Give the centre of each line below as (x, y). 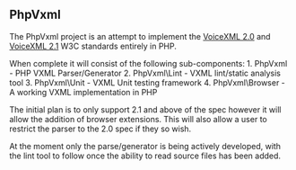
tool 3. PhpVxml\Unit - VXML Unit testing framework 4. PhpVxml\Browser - (147, 82)
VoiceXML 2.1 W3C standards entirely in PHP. (93, 46)
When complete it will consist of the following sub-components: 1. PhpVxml (148, 63)
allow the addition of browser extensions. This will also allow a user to (138, 119)
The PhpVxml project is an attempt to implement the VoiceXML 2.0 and (140, 36)
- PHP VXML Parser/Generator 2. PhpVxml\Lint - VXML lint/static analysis (145, 73)
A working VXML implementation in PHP (83, 92)
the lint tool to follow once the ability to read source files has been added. (145, 156)
